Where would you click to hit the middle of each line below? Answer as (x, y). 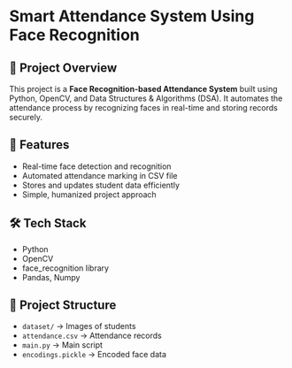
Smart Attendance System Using (132, 16)
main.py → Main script (62, 345)
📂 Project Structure (63, 306)
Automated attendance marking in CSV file (100, 175)
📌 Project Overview (63, 68)
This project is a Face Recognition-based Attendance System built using (143, 89)
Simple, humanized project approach (89, 194)
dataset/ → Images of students (79, 326)
